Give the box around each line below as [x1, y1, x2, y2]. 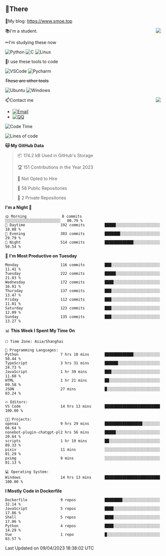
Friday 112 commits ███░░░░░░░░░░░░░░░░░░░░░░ [5, 297, 161, 302]
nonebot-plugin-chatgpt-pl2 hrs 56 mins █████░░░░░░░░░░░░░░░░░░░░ [5, 429, 161, 435]
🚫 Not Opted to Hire [17, 175, 58, 181]
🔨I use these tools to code [5, 58, 58, 64]
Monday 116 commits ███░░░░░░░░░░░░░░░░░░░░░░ [5, 262, 161, 267]
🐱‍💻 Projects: [5, 417, 32, 422]
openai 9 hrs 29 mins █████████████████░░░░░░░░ [5, 421, 161, 426]
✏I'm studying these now [5, 39, 57, 45]
